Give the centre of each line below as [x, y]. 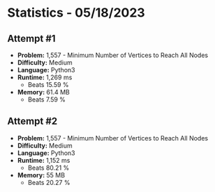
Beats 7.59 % [47, 99]
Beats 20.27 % [49, 182]
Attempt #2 [32, 121]
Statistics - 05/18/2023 [76, 13]
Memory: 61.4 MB [43, 92]
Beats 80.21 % [49, 168]
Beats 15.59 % [48, 85]
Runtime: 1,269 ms [45, 77]
